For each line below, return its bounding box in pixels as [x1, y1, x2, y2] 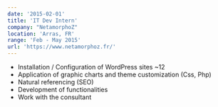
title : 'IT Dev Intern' [7, 17, 78, 24]
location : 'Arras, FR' [7, 30, 75, 38]
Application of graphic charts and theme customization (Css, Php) [17, 70, 212, 79]
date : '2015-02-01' [7, 10, 66, 18]
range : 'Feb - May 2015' [7, 37, 81, 44]
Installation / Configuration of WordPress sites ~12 [17, 63, 165, 71]
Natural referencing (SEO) [17, 78, 94, 86]
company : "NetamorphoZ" [7, 23, 78, 30]
